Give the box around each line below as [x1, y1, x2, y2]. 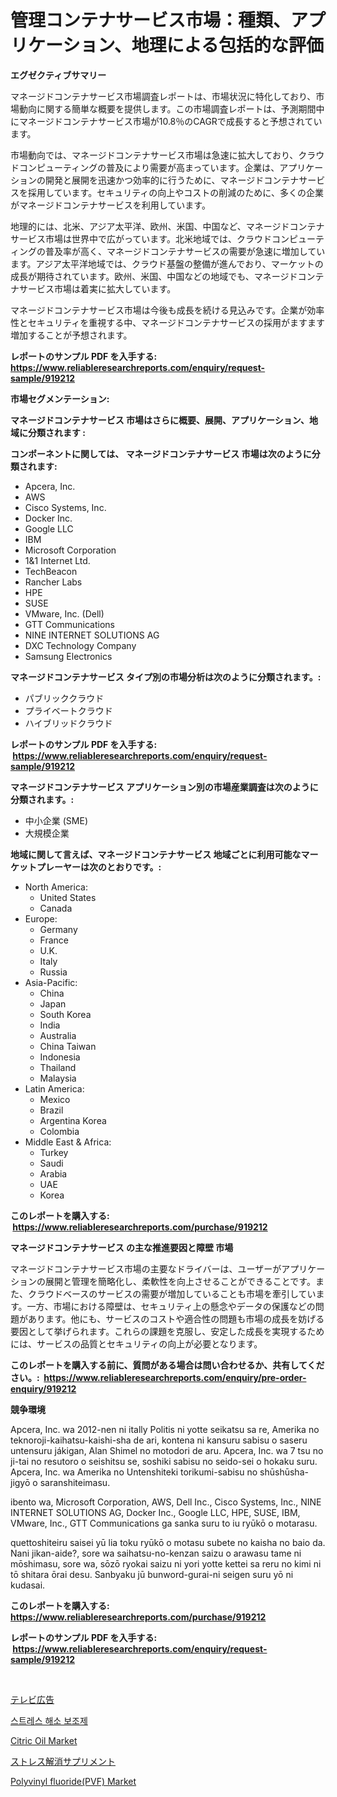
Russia [39, 966, 68, 978]
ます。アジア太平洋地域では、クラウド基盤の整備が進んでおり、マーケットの [10, 257, 324, 270]
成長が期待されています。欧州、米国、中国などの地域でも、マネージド [10, 270, 298, 282]
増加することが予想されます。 [10, 329, 133, 341]
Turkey [39, 1146, 69, 1158]
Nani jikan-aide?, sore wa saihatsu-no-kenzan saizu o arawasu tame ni [10, 1547, 302, 1559]
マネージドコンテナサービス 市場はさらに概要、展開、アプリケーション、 [10, 414, 310, 426]
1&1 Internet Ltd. [24, 554, 91, 566]
